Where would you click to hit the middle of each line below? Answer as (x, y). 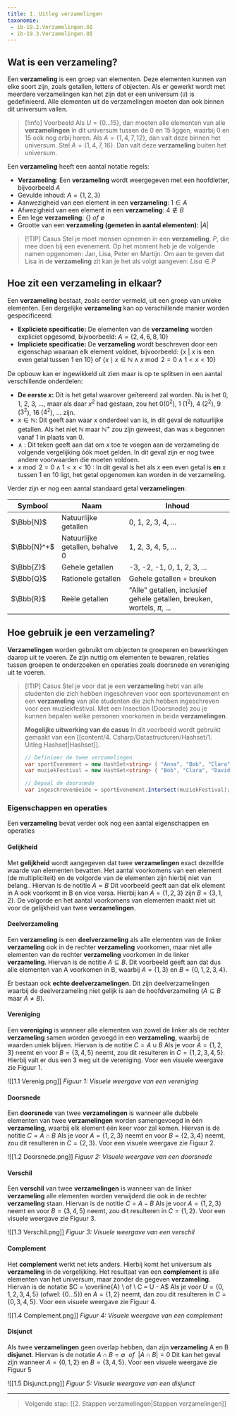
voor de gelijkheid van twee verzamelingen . (72, 908)
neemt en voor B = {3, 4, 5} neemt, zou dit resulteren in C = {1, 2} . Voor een (116, 1211)
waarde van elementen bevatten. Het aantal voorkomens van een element (115, 870)
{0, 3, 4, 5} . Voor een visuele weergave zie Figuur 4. (82, 1301)
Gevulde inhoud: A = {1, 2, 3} (59, 195)
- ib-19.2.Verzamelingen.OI (51, 27)
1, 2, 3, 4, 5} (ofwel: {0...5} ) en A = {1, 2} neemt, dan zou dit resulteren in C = (117, 1294)
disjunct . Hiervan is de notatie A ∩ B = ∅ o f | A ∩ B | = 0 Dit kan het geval (114, 1354)
